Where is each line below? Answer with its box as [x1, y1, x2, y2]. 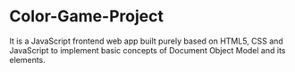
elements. [9, 54, 46, 65]
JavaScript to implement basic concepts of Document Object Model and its [9, 44, 286, 55]
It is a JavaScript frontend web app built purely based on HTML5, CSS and [9, 36, 283, 46]
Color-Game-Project [9, 6, 164, 27]
